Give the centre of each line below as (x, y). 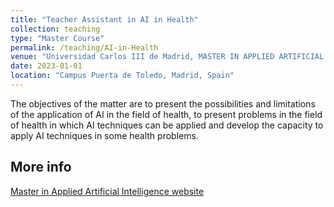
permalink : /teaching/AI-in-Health (84, 47)
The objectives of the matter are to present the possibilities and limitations (163, 103)
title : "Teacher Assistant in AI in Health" (104, 19)
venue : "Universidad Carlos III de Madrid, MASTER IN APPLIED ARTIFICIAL (167, 57)
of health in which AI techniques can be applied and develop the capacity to (167, 125)
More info (41, 167)
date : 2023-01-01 (46, 66)
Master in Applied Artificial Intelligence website (107, 191)
